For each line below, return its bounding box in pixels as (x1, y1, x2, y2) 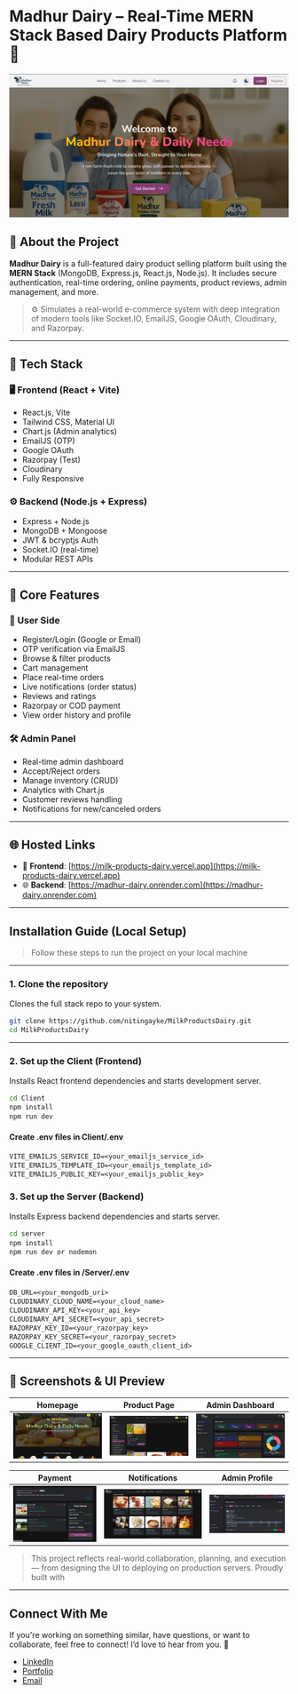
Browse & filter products (21, 653, 111, 664)
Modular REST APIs (21, 553, 94, 564)
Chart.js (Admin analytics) (21, 426, 118, 437)
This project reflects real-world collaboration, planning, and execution (30, 1553, 286, 1564)
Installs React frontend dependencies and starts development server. (9, 1075, 262, 1086)
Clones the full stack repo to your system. (9, 998, 162, 1009)
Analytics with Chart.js (21, 784, 105, 795)
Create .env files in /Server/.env (9, 1267, 130, 1277)
